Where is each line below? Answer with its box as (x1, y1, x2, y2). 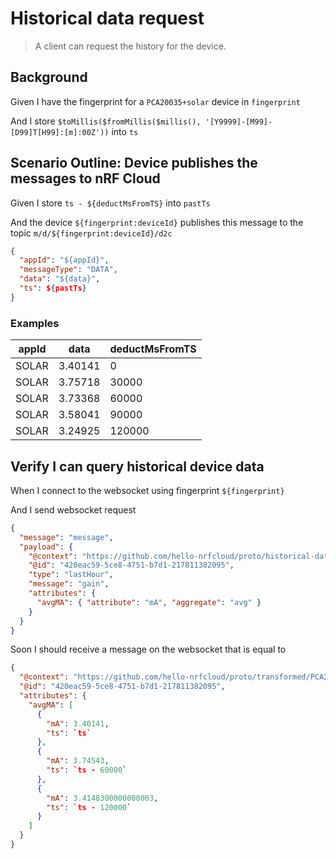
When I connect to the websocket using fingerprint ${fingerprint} (10, 484, 285, 496)
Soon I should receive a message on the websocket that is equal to (10, 643, 287, 656)
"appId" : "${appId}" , (19, 255, 110, 266)
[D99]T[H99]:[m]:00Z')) (10, 127, 110, 137)
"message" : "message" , (19, 532, 114, 542)
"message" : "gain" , (28, 579, 110, 589)
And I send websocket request (10, 503, 137, 516)
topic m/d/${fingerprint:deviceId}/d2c (10, 227, 173, 239)
